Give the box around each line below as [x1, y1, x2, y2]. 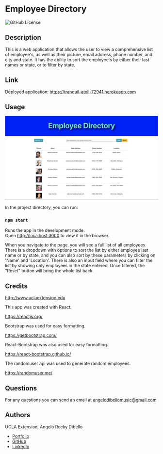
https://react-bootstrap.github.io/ [5, 351, 71, 357]
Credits [5, 282, 28, 290]
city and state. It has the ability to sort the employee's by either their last [5, 57, 149, 63]
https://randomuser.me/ [5, 370, 52, 376]
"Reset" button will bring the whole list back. [5, 268, 94, 274]
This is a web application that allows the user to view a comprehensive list [5, 46, 153, 52]
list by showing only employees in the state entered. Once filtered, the [5, 263, 145, 269]
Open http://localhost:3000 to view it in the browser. [5, 233, 110, 239]
